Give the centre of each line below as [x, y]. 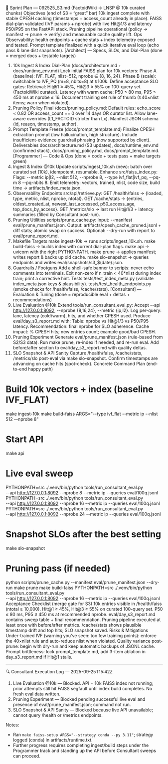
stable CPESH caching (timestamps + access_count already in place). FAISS [84, 18]
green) [20, 161]
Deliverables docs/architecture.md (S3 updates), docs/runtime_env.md [86, 145]
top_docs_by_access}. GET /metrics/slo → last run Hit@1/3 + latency [83, 209]
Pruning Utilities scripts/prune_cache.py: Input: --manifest [73, 220]
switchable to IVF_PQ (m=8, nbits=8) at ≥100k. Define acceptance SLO [85, 81]
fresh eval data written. [37, 694]
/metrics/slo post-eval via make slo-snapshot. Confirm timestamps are [85, 358]
